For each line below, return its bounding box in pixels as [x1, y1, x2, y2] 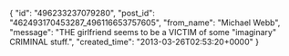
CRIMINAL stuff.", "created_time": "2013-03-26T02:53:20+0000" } [9, 36, 260, 47]
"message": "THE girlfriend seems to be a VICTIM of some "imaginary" [9, 27, 276, 37]
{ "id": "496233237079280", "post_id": [9, 8, 155, 18]
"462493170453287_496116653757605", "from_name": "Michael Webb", [9, 17, 281, 28]
